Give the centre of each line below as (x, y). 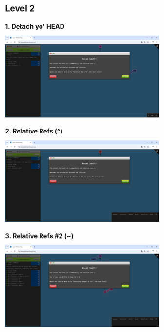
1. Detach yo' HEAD (35, 27)
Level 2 (20, 9)
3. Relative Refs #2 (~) (40, 236)
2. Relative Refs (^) (34, 131)
